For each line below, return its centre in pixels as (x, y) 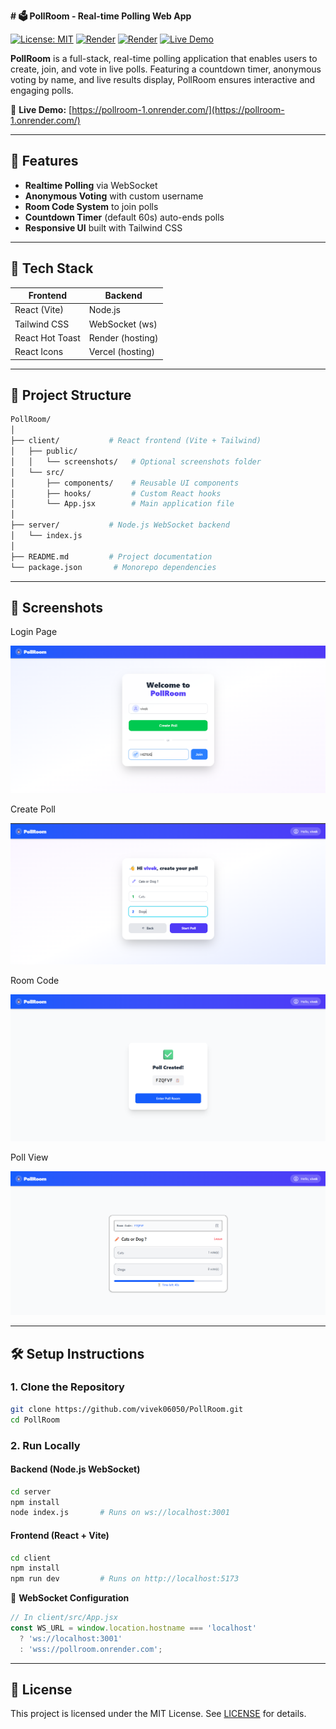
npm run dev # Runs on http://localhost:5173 (125, 1579)
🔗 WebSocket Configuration (70, 1598)
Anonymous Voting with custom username (114, 196)
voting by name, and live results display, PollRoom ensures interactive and (163, 79)
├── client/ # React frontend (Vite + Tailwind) (136, 441)
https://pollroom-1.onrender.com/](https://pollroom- (178, 109)
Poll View (29, 1157)
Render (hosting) (123, 337)
